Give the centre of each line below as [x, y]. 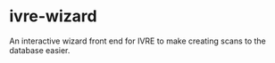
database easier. [40, 50]
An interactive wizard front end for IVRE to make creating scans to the [137, 41]
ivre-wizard [53, 16]
